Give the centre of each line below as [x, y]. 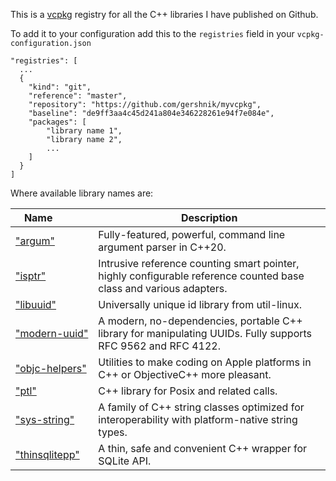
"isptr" [31, 276]
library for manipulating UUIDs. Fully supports [205, 333]
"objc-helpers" [51, 368]
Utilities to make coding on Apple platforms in [205, 362]
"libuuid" [36, 304]
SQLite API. [125, 461]
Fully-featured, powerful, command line [192, 234]
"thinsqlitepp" [47, 454]
